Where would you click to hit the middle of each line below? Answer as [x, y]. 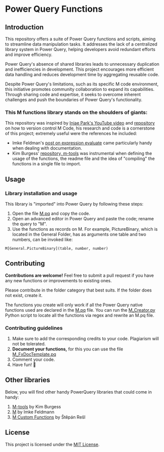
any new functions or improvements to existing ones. [59, 280]
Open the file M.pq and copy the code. [51, 213]
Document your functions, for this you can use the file [68, 349]
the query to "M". [30, 224]
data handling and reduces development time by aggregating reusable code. [82, 74]
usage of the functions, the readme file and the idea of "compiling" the [83, 159]
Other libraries [28, 380]
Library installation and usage [41, 193]
